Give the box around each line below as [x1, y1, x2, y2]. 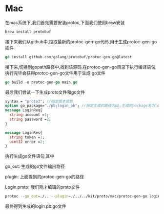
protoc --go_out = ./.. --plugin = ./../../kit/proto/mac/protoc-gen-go [5, 194, 147, 199]
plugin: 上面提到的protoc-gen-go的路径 [5, 174, 84, 180]
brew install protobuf [5, 29, 51, 34]
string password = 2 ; [9, 117, 51, 122]
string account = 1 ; [9, 112, 49, 117]
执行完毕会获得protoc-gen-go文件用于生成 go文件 [5, 70, 106, 76]
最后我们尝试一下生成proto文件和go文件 [5, 89, 85, 95]
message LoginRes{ [5, 130, 42, 135]
